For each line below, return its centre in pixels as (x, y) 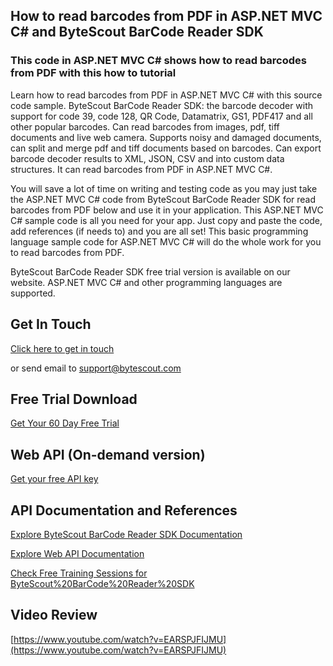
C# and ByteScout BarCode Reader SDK (137, 32)
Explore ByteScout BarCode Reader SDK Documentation (126, 534)
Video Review (54, 615)
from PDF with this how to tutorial (93, 73)
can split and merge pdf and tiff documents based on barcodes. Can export (166, 148)
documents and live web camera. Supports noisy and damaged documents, (166, 137)
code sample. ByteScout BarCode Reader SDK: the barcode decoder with (162, 105)
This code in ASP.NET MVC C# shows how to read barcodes (158, 61)
